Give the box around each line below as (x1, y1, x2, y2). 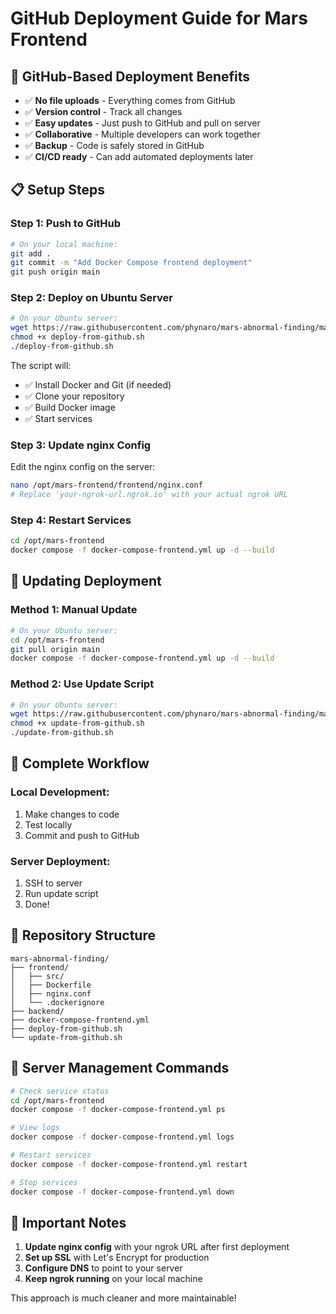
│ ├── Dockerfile (10, 980, 92, 990)
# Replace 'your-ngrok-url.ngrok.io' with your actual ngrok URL (10, 490, 288, 500)
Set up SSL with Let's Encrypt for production (24, 1252, 210, 1264)
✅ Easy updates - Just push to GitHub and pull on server (24, 117, 261, 129)
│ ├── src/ (10, 971, 65, 981)
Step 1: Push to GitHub (10, 217, 122, 231)
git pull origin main (10, 644, 101, 654)
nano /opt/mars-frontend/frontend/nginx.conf (10, 480, 203, 491)
